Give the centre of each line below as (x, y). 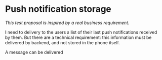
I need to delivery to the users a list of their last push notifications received (81, 32)
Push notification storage (58, 9)
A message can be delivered (34, 52)
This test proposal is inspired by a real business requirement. (67, 23)
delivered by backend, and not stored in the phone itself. (62, 42)
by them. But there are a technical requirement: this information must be (78, 37)
